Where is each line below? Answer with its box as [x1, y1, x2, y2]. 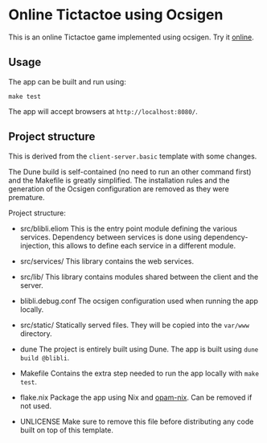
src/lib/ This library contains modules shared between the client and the [19, 272, 259, 281]
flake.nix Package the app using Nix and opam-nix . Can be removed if [19, 392, 253, 402]
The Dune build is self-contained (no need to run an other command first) [8, 166, 252, 176]
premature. [8, 192, 45, 202]
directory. [19, 328, 52, 338]
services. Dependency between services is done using [19, 232, 203, 242]
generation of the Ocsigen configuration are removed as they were [8, 183, 229, 194]
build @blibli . [19, 352, 70, 363]
